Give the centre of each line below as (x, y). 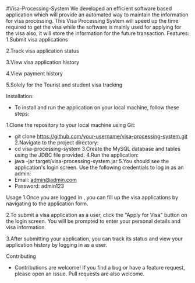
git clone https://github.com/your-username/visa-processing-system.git (101, 136)
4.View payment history (34, 73)
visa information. (26, 227)
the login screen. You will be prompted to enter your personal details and (93, 221)
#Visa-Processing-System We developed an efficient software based (89, 8)
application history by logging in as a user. (57, 245)
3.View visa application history (43, 62)
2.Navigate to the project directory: (56, 142)
